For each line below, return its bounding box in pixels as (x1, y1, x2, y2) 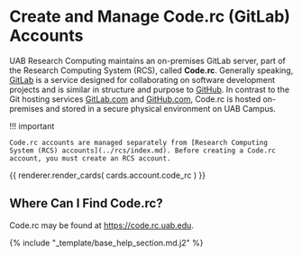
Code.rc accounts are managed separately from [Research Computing (9, 138, 269, 147)
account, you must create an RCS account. (9, 153, 171, 163)
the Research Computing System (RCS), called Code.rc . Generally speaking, (9, 65, 294, 76)
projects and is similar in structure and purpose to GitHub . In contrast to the (9, 84, 290, 95)
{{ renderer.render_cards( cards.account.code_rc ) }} (9, 170, 206, 180)
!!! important (9, 120, 55, 132)
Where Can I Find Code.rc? (9, 196, 164, 211)
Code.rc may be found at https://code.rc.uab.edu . (9, 219, 194, 231)
